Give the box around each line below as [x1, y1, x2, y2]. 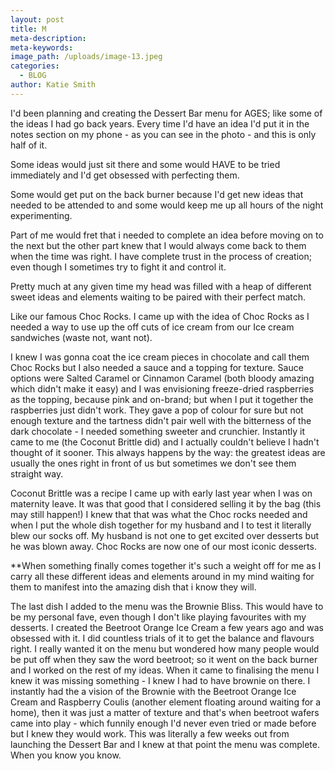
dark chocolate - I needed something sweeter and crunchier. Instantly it [10, 425, 305, 437]
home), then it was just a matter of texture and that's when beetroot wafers [10, 706, 320, 718]
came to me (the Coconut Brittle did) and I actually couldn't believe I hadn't [10, 436, 320, 448]
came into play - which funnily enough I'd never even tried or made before [10, 717, 317, 729]
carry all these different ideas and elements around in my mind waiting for [10, 570, 315, 582]
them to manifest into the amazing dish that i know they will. [10, 581, 257, 593]
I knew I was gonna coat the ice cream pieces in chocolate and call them [10, 351, 310, 363]
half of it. [10, 139, 48, 151]
